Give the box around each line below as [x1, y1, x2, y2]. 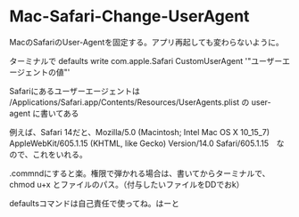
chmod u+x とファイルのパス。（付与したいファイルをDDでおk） [9, 179, 245, 189]
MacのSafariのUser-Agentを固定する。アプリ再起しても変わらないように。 [9, 36, 284, 47]
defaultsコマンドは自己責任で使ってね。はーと [9, 197, 180, 208]
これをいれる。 [32, 149, 87, 159]
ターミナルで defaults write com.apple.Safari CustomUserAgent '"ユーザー [9, 55, 283, 66]
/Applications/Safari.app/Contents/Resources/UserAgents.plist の [9, 96, 250, 108]
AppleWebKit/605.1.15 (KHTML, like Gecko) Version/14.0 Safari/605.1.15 [9, 138, 270, 149]
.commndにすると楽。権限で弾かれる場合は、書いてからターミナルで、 [9, 167, 270, 179]
